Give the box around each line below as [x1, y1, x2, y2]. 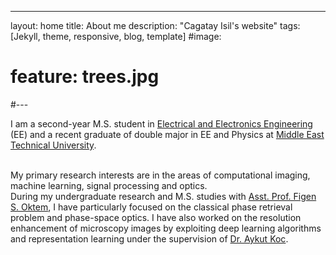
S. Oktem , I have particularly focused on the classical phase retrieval [10, 201, 293, 213]
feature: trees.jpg [10, 66, 160, 88]
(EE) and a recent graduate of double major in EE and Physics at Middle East [10, 128, 325, 140]
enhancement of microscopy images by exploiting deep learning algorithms [10, 222, 322, 234]
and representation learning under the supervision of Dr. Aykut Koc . [10, 232, 289, 245]
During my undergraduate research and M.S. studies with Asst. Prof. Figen [10, 190, 317, 202]
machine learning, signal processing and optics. [10, 179, 208, 191]
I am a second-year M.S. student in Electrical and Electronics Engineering [10, 117, 313, 130]
